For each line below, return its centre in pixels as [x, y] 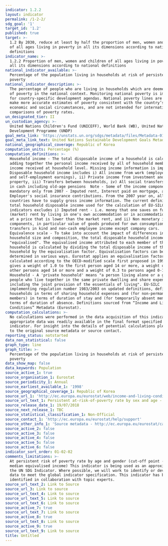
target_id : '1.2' [23, 29]
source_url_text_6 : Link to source [42, 503]
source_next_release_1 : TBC [34, 410]
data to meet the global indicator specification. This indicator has [85, 475]
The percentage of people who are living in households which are [80, 89]
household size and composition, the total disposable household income [87, 238]
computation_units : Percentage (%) [42, 150]
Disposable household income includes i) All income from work [77, 173]
